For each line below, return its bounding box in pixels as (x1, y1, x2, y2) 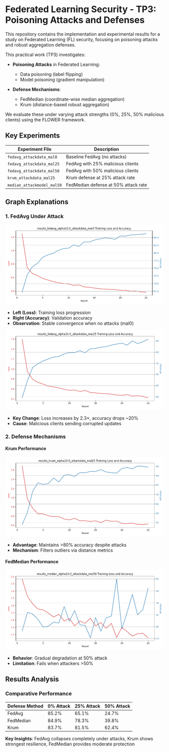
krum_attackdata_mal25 (7, 175, 55, 181)
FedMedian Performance (5, 559, 59, 565)
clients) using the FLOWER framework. (5, 116, 86, 122)
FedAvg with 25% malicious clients (66, 160, 139, 166)
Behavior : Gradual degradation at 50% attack (12, 655, 107, 661)
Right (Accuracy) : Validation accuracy (12, 315, 93, 321)
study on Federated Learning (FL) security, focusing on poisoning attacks (5, 36, 158, 42)
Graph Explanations (5, 198, 69, 206)
